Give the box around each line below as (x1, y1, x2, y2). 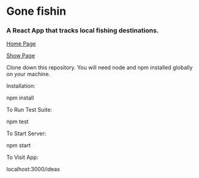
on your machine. (6, 71, 51, 78)
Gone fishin (6, 4, 67, 18)
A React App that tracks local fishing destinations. (6, 26, 159, 35)
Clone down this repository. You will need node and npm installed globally (6, 64, 193, 71)
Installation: (6, 82, 36, 90)
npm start (6, 142, 31, 149)
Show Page (6, 52, 36, 60)
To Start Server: (6, 130, 47, 137)
